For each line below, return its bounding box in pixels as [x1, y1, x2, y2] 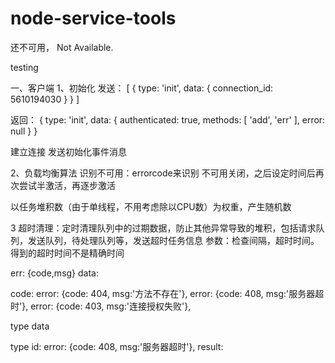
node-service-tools [10, 7, 177, 30]
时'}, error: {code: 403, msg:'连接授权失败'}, [10, 300, 192, 312]
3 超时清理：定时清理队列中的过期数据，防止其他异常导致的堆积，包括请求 [10, 222, 317, 234]
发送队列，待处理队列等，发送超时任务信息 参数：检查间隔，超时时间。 [27, 234, 320, 246]
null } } [10, 125, 38, 137]
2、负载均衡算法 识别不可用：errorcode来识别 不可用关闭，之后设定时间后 [10, 167, 316, 179]
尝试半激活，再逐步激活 [18, 179, 116, 191]
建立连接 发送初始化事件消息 [10, 145, 127, 157]
